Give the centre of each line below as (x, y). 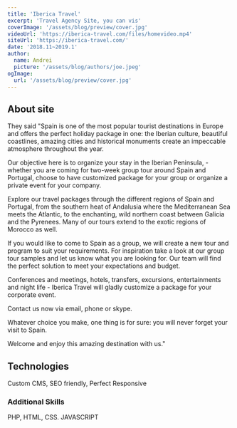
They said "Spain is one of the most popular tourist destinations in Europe (116, 126)
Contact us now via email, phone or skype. (70, 309)
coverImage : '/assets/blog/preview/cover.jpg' (78, 27)
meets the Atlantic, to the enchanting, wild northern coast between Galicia (116, 214)
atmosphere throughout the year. (56, 149)
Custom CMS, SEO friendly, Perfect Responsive (77, 383)
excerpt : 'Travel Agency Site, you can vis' (74, 21)
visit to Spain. (27, 330)
